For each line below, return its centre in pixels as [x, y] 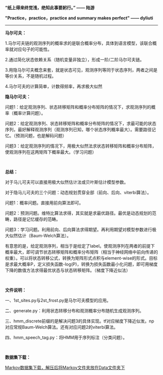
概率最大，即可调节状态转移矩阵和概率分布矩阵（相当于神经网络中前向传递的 [81, 252]
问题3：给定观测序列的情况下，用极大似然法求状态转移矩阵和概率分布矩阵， [81, 146]
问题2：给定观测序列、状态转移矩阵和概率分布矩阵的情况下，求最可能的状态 [81, 123]
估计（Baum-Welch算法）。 [44, 236]
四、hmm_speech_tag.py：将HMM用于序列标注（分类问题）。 [66, 337]
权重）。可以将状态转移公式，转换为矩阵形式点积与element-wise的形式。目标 [81, 258]
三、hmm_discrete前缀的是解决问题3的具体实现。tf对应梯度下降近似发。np [80, 321]
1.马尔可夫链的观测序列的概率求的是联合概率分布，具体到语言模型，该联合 [79, 43]
